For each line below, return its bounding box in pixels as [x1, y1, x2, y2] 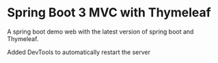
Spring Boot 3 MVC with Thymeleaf [7, 5, 211, 21]
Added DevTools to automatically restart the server [7, 48, 150, 56]
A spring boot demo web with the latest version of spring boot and [7, 27, 194, 36]
